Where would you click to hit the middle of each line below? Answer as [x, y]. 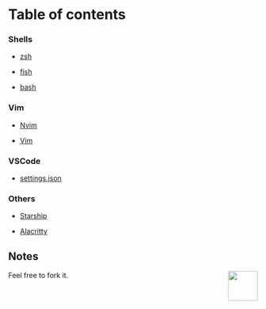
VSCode [25, 161]
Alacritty [33, 231]
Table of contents [67, 15]
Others [22, 198]
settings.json [40, 178]
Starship [33, 216]
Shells [21, 40]
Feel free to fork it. [38, 276]
